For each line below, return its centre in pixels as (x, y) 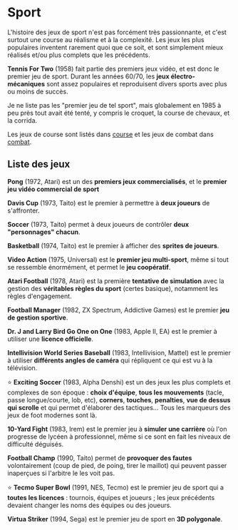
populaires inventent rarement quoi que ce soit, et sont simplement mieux (115, 47)
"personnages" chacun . (44, 232)
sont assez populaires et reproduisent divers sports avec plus (137, 83)
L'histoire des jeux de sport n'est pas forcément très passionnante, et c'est (117, 32)
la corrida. (22, 120)
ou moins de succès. (38, 91)
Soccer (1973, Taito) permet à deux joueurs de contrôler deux (98, 224)
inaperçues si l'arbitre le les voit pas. (61, 473)
